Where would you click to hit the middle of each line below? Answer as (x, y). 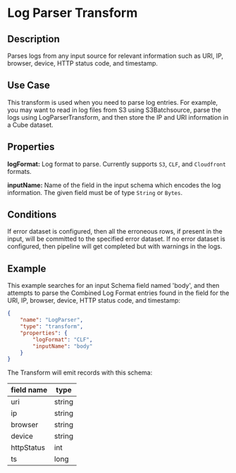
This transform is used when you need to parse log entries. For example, (113, 102)
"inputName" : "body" (63, 346)
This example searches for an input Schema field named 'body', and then (113, 286)
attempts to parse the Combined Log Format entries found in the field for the (118, 293)
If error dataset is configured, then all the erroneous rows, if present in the (115, 232)
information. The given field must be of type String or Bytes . (95, 192)
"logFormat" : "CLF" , (63, 339)
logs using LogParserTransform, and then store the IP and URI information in (118, 117)
